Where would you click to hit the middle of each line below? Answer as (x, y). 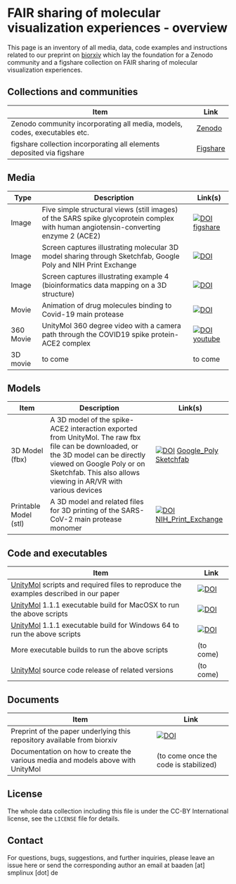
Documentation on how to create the (71, 751)
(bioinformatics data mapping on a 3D (104, 285)
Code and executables (57, 553)
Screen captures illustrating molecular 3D (110, 247)
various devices (76, 491)
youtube (206, 339)
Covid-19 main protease (83, 314)
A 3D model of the (80, 420)
